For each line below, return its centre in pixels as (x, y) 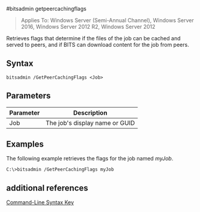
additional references (47, 188)
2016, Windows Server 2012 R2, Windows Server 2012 (88, 27)
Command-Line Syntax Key (40, 202)
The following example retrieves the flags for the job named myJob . (90, 159)
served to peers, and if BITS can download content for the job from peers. (98, 45)
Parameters (29, 96)
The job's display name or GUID (90, 123)
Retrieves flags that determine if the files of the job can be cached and (93, 38)
